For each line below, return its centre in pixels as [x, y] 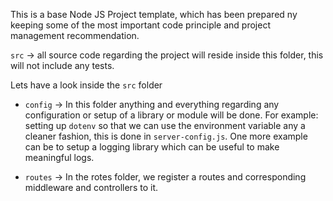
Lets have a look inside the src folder [86, 85]
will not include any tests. [62, 65]
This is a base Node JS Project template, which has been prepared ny [154, 14]
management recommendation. [75, 35]
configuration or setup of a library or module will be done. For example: [171, 115]
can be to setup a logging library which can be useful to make [152, 147]
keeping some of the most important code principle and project [140, 25]
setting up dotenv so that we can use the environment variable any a [165, 125]
